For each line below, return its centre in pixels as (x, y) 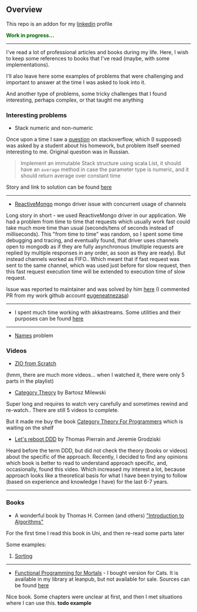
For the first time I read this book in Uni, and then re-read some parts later (95, 533)
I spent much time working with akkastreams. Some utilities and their (98, 312)
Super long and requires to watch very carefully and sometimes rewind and (97, 404)
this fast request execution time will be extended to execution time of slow (96, 272)
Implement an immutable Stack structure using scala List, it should (101, 163)
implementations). (28, 65)
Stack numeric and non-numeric (54, 128)
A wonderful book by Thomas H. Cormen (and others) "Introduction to (99, 515)
